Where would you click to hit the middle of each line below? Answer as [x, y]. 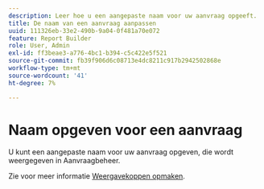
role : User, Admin [39, 46]
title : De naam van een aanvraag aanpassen [82, 23]
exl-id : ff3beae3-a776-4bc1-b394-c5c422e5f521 [88, 53]
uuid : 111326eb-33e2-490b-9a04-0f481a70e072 [84, 31]
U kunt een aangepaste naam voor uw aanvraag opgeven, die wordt [121, 152]
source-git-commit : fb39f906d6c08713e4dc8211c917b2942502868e [115, 61]
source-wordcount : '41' [48, 76]
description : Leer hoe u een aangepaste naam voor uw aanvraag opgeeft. [133, 16]
